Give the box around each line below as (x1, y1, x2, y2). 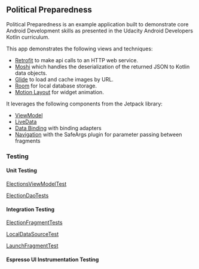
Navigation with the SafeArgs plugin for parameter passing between (14, 131, 182, 138)
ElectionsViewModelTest (6, 180, 67, 188)
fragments (14, 137, 41, 144)
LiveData (14, 118, 37, 125)
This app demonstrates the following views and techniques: (6, 45, 153, 52)
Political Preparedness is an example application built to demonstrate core (6, 20, 189, 28)
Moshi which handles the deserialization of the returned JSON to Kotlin (14, 63, 190, 70)
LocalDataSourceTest (6, 231, 59, 238)
